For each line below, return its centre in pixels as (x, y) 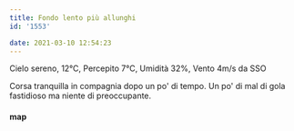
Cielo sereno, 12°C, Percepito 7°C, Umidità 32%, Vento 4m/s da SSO (138, 68)
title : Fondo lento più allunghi (73, 18)
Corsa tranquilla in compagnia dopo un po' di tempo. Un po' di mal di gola (147, 86)
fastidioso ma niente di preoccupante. (81, 96)
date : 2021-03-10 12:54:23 (61, 43)
